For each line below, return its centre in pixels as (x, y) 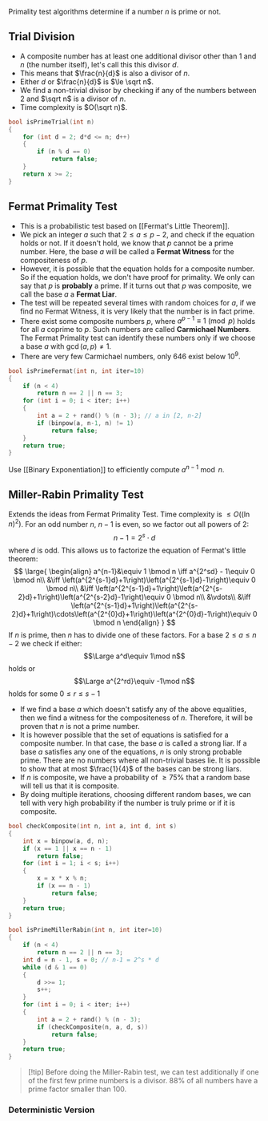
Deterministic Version (52, 1110)
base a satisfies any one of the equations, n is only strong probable (131, 752)
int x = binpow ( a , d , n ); (66, 841)
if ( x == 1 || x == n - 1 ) (68, 848)
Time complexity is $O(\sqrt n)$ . (74, 107)
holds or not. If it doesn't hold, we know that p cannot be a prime (126, 243)
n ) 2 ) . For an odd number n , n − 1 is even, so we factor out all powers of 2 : (129, 523)
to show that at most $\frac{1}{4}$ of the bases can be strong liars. (131, 769)
